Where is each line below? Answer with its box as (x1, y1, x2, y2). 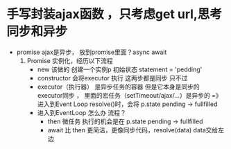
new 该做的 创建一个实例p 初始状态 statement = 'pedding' (37, 65, 203, 73)
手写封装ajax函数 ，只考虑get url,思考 (6, 6, 223, 22)
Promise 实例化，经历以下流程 (26, 56, 114, 64)
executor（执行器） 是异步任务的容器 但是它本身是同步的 (37, 82, 200, 91)
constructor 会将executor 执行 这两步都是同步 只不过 (37, 73, 188, 82)
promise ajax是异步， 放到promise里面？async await (16, 48, 167, 56)
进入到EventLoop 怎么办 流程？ (37, 108, 126, 116)
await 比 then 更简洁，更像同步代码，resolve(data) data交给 (47, 125, 219, 134)
